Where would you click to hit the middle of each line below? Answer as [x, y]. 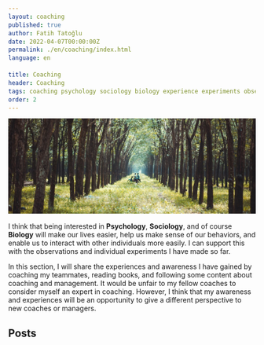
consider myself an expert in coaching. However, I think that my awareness [130, 292]
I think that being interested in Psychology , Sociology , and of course [120, 226]
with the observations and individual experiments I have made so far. [119, 251]
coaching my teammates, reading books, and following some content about [130, 275]
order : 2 [22, 99]
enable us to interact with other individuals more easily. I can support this [126, 243]
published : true [35, 25]
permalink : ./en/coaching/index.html [70, 50]
